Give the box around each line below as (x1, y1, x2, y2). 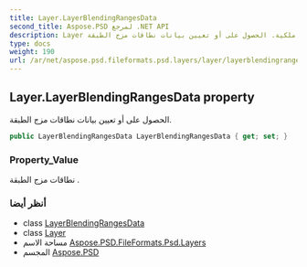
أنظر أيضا (9, 197, 47, 209)
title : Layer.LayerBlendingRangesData (9, 13, 157, 23)
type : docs (9, 38, 51, 48)
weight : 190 (9, 48, 55, 57)
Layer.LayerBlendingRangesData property (9, 90, 256, 105)
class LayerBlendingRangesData (22, 218, 145, 229)
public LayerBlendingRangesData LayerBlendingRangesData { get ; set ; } (9, 132, 288, 141)
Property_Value (9, 153, 79, 166)
